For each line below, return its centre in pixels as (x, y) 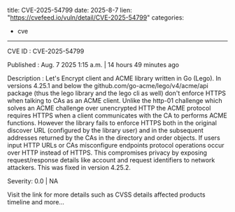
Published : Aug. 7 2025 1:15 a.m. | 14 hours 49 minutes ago (93, 65)
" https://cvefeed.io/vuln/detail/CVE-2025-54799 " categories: (95, 17)
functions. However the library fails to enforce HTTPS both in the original (112, 123)
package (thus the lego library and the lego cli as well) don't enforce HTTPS (116, 93)
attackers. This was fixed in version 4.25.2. (69, 168)
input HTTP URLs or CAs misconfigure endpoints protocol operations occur (116, 145)
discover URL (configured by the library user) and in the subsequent (106, 130)
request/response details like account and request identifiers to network (111, 160)
